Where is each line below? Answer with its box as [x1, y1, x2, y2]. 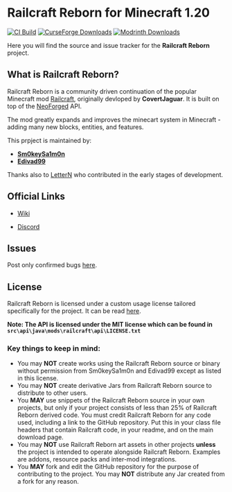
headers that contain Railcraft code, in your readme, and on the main [17, 425, 213, 434]
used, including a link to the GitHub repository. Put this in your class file [17, 418, 222, 427]
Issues [7, 242, 37, 254]
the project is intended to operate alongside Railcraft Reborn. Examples [17, 448, 221, 456]
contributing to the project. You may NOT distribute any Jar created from [17, 470, 225, 478]
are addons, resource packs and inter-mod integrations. [17, 455, 177, 464]
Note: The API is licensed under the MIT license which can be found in [7, 321, 213, 329]
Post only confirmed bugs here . [7, 261, 98, 269]
